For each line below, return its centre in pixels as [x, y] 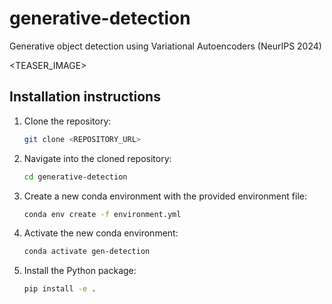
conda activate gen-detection [87, 252]
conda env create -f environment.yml [102, 214]
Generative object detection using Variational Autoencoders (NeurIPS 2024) [165, 46]
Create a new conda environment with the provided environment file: [165, 196]
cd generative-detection [75, 177]
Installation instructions [85, 97]
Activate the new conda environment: [101, 233]
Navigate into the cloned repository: [97, 158]
